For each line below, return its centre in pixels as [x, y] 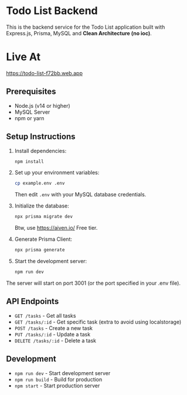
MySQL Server [32, 112]
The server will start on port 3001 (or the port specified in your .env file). [93, 283]
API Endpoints [33, 302]
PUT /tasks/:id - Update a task [52, 334]
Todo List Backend [52, 11]
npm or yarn [29, 118]
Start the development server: [51, 261]
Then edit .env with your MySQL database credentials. [80, 195]
